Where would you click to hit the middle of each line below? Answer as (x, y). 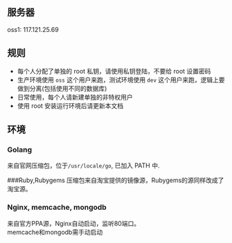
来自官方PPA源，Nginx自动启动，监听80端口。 (74, 223)
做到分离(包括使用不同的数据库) (62, 88)
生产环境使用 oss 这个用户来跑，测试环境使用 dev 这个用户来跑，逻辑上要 (121, 80)
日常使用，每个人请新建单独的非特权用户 (75, 97)
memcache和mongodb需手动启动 (55, 232)
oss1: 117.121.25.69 (33, 29)
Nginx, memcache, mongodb (57, 208)
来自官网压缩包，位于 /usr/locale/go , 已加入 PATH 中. (83, 165)
